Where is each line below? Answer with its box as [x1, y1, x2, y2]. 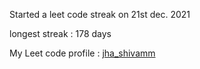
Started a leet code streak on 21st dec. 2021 [9, 9, 191, 20]
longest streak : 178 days [9, 28, 112, 39]
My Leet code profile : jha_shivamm [9, 47, 156, 59]
